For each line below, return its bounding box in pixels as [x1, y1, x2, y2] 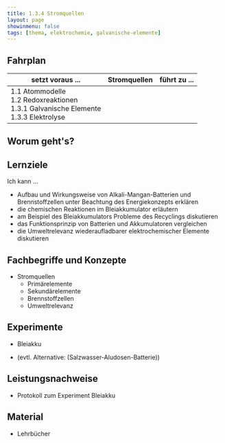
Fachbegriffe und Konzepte [7, 254, 127, 266]
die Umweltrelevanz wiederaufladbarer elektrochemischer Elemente [16, 227, 210, 236]
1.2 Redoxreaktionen [10, 95, 78, 105]
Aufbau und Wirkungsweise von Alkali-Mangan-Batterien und [16, 190, 191, 199]
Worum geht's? [7, 135, 75, 148]
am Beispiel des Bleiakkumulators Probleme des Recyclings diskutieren [16, 212, 218, 220]
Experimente [7, 321, 63, 333]
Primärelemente [27, 280, 73, 288]
